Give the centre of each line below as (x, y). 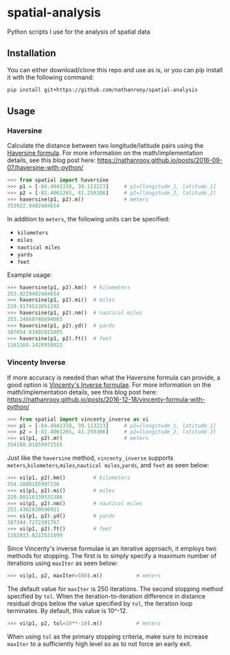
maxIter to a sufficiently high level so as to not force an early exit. (100, 643)
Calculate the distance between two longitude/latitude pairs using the (105, 146)
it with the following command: (50, 77)
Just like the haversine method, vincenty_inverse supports (90, 458)
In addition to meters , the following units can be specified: (89, 219)
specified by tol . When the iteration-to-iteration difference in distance (106, 596)
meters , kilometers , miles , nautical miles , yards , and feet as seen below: (108, 465)
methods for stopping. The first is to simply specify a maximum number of (112, 555)
